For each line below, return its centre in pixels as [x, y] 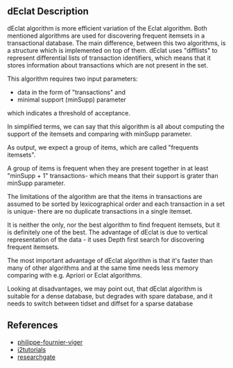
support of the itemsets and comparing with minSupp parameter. [100, 134]
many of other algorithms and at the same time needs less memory [103, 268]
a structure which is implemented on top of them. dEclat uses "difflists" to [112, 50]
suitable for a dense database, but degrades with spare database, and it [110, 296]
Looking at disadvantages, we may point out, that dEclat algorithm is [105, 289]
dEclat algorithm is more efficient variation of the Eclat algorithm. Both [107, 28]
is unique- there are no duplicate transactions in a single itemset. [100, 211]
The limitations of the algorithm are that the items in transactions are [105, 196]
